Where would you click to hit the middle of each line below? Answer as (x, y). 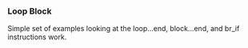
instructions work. (37, 37)
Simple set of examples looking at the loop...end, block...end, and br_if (124, 29)
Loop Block (30, 11)
